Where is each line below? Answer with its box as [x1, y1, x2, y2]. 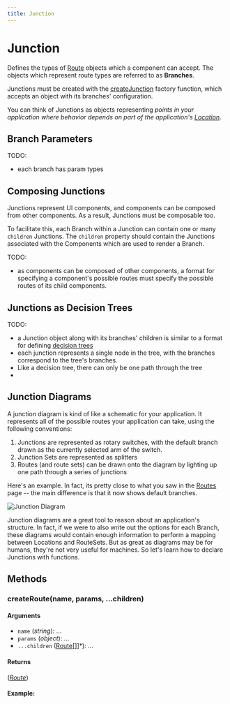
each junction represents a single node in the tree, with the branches [17, 349, 215, 357]
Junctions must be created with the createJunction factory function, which [7, 85, 222, 93]
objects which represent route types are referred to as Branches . [7, 71, 195, 79]
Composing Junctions [7, 185, 106, 197]
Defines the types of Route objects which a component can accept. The [7, 64, 214, 72]
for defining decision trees [17, 342, 93, 349]
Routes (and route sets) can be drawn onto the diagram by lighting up [17, 460, 217, 469]
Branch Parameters [7, 133, 93, 145]
